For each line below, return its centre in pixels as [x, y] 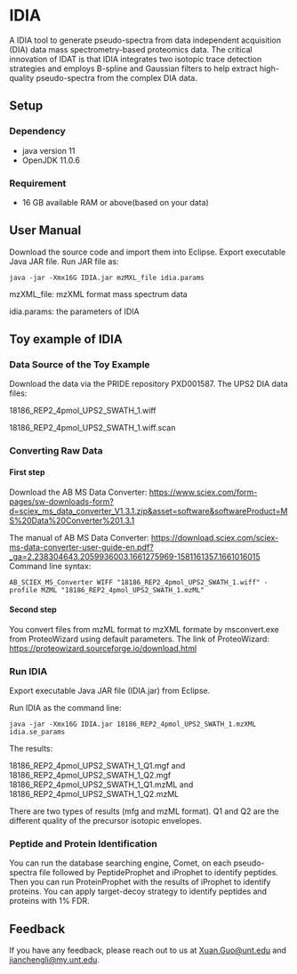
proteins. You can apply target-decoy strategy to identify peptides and [138, 891]
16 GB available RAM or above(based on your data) [115, 202]
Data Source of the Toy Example [80, 365]
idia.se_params [37, 732]
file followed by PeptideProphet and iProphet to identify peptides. [158, 873]
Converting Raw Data [56, 451]
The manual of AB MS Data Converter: [79, 537]
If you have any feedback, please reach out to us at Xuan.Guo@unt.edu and [148, 950]
